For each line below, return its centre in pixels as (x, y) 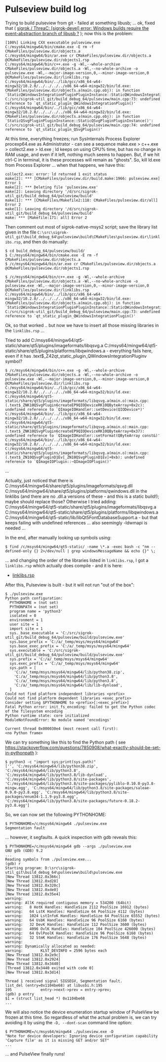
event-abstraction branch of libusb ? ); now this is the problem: (69, 33)
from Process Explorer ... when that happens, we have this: (65, 165)
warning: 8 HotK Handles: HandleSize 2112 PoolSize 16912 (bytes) (77, 907)
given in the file (21, 232)
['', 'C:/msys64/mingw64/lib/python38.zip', (52, 766)
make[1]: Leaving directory (34, 209)
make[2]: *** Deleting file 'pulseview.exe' (52, 187)
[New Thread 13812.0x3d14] (33, 972)
